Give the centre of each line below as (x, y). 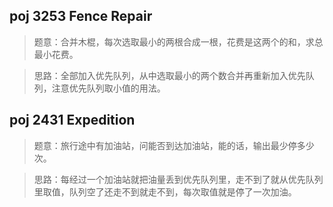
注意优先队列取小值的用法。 (108, 88)
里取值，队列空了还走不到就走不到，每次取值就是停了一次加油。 (165, 191)
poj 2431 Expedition (72, 120)
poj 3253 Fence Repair (81, 16)
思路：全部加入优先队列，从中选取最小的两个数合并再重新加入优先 (169, 75)
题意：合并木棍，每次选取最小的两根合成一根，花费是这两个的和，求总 (178, 41)
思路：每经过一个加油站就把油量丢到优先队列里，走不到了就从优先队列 (178, 179)
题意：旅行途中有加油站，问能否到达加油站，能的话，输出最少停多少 (174, 145)
